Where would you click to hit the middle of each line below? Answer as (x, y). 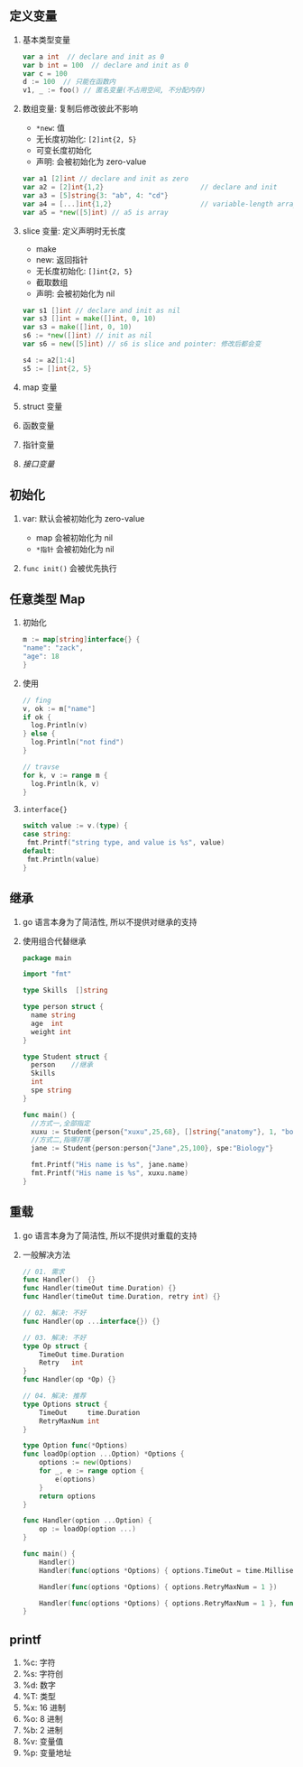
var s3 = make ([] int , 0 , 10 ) (77, 328)
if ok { (37, 717)
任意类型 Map (47, 599)
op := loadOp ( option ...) (88, 1529)
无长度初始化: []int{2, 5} (84, 271)
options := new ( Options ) (86, 1463)
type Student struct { (65, 1057)
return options (68, 1496)
